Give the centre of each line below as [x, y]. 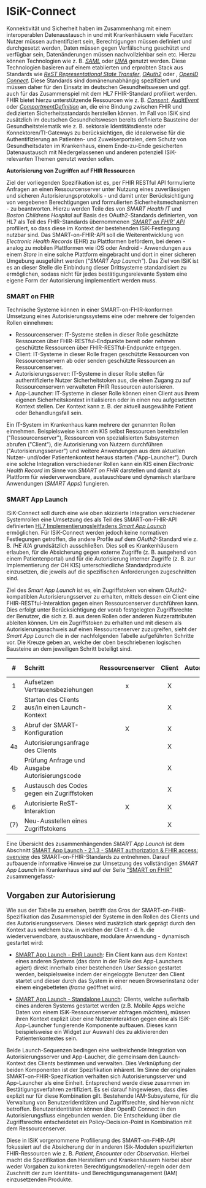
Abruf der [38, 724]
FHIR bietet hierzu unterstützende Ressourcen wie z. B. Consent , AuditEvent [103, 100]
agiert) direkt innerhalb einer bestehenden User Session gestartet [98, 968]
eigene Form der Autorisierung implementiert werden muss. [82, 280]
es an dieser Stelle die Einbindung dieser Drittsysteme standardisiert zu [97, 267]
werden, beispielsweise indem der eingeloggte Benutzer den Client [100, 974]
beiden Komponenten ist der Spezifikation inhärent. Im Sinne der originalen [101, 1070]
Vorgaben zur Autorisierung [61, 895]
